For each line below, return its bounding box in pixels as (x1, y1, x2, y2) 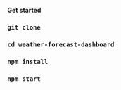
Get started (7, 6, 42, 14)
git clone (7, 23, 41, 31)
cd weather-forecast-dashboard (7, 40, 115, 49)
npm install (7, 58, 49, 65)
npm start (7, 75, 41, 83)
